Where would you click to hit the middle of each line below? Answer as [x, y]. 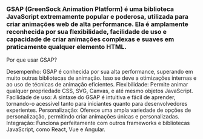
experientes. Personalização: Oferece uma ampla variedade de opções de [99, 110]
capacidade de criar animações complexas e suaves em [90, 39]
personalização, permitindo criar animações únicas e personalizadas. [93, 117]
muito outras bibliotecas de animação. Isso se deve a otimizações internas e [101, 78]
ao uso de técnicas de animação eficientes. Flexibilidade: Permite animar [97, 85]
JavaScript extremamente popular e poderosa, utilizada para [98, 16]
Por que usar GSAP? [32, 60]
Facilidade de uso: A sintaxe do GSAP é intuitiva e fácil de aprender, [91, 97]
